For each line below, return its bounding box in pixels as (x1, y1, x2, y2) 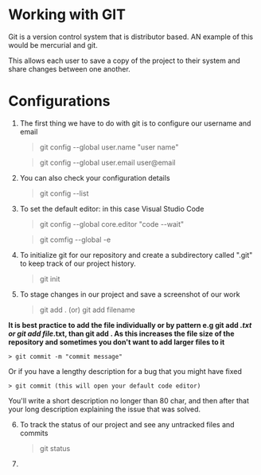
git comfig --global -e (39, 235, 111, 244)
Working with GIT (8, 6, 126, 24)
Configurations (8, 92, 111, 111)
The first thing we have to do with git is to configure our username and (19, 118, 251, 128)
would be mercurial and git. (8, 40, 98, 49)
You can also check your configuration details (19, 173, 170, 182)
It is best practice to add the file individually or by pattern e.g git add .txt (8, 320, 252, 329)
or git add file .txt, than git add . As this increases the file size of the (8, 329, 235, 338)
